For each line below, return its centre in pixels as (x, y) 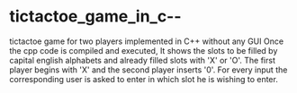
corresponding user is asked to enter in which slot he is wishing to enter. (144, 79)
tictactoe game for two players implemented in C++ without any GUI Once (147, 41)
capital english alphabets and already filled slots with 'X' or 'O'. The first (143, 60)
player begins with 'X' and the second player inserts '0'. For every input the (148, 70)
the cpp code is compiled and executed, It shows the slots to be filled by (144, 50)
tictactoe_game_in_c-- (95, 17)
